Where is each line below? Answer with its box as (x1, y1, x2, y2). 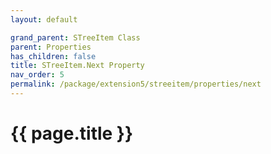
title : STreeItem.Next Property (10, 61, 145, 71)
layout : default (10, 14, 78, 25)
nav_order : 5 (10, 70, 65, 80)
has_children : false (10, 51, 97, 61)
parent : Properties (10, 42, 92, 52)
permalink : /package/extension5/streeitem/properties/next (10, 79, 262, 90)
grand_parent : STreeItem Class (10, 32, 141, 43)
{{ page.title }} (10, 122, 134, 145)
